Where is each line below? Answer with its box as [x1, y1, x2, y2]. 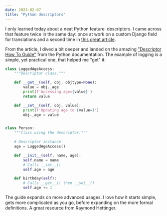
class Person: [5, 125, 35, 130]
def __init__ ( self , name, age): [14, 153, 81, 158]
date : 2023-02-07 [5, 7, 41, 12]
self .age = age [23, 167, 55, 172]
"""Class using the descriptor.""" [14, 130, 88, 135]
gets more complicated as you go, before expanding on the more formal [5, 199, 153, 205]
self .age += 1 [23, 185, 52, 190]
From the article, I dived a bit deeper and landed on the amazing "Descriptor [5, 46, 162, 52]
